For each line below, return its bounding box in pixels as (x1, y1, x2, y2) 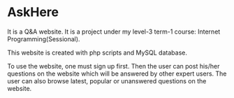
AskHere (7, 4, 59, 20)
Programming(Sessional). (7, 34, 80, 43)
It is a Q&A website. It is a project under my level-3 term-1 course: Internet (7, 27, 221, 36)
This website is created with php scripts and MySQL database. (7, 48, 187, 57)
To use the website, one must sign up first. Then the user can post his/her (7, 62, 220, 70)
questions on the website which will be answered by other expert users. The (7, 69, 227, 78)
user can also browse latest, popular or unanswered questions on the (7, 76, 207, 85)
